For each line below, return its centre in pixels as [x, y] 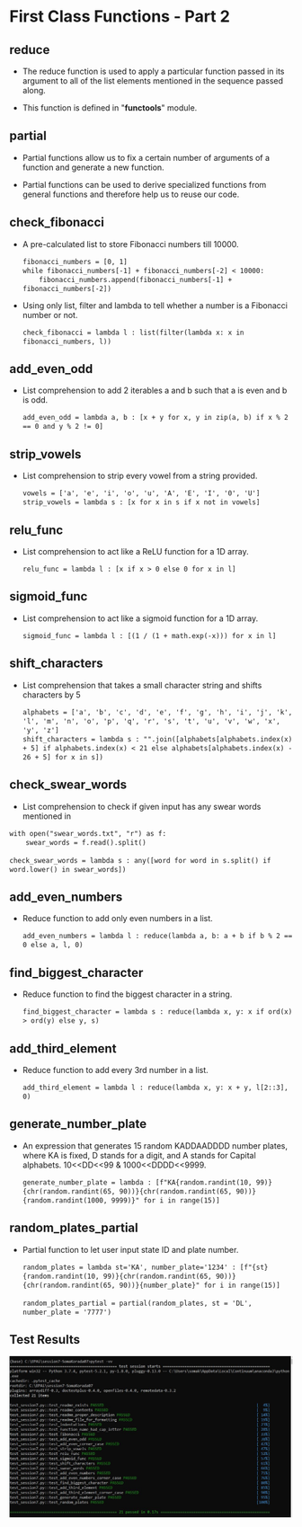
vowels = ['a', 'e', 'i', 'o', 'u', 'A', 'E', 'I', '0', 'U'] [141, 493]
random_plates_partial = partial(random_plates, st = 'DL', [137, 1303]
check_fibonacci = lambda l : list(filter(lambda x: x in [133, 333]
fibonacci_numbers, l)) [67, 342]
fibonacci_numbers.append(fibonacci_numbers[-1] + [136, 280]
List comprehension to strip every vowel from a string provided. [140, 476]
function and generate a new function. [93, 167]
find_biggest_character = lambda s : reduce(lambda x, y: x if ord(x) [157, 1012]
